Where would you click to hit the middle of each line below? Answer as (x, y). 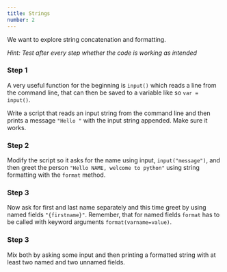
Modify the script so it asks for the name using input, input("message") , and (114, 160)
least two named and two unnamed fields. (66, 262)
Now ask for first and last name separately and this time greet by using (107, 208)
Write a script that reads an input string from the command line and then (109, 113)
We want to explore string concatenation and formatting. (86, 39)
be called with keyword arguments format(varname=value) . (90, 222)
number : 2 (21, 20)
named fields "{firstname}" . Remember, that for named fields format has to (113, 215)
